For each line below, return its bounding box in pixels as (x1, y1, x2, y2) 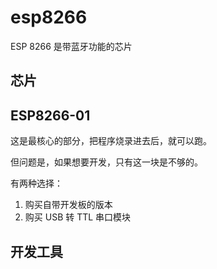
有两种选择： (10, 177, 63, 190)
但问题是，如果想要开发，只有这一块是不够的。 (10, 156, 203, 168)
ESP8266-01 (10, 107, 91, 124)
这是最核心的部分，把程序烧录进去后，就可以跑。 (10, 135, 212, 147)
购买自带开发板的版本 (24, 199, 113, 211)
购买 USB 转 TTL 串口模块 (24, 211, 132, 223)
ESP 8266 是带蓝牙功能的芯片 (10, 40, 133, 52)
